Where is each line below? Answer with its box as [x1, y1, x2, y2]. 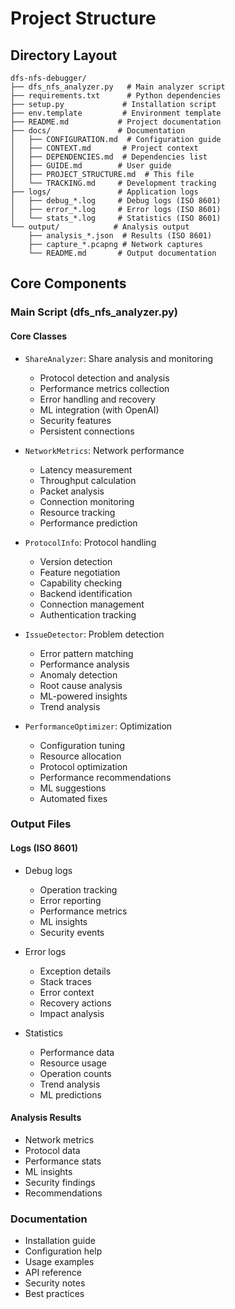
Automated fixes [39, 792, 108, 804]
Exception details [39, 965, 112, 977]
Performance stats [24, 1155, 102, 1167]
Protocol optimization [39, 760, 128, 772]
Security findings [24, 1176, 96, 1188]
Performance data [39, 1046, 115, 1058]
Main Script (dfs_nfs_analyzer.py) [10, 305, 178, 319]
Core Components [10, 275, 127, 292]
